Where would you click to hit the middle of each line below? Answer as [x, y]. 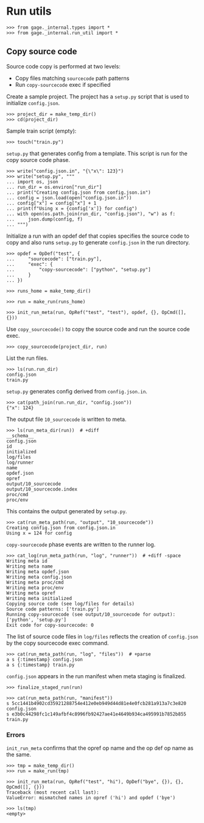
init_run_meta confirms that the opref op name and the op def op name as [100, 748]
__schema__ [20, 436]
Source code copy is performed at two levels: [63, 66]
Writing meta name [30, 566]
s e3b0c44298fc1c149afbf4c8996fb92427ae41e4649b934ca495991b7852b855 [97, 714]
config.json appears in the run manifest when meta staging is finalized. [96, 676]
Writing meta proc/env [35, 588]
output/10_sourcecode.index [42, 489]
